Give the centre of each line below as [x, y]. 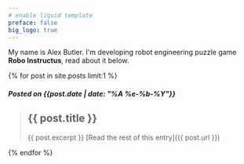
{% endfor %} [31, 152]
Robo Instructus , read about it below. [69, 60]
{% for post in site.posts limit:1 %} [63, 76]
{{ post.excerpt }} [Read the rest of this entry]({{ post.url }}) [124, 137]
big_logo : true [33, 30]
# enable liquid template [50, 15]
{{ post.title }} [62, 118]
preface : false [33, 23]
